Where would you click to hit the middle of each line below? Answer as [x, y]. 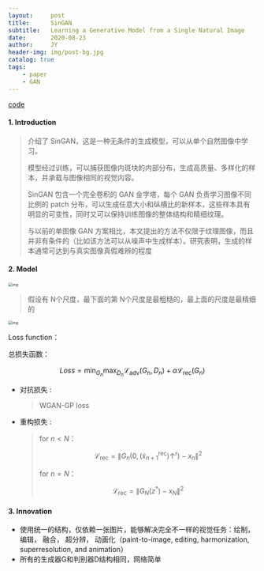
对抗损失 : [35, 390]
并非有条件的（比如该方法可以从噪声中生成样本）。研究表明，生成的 [136, 240]
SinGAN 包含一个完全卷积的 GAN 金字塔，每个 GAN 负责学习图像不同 [139, 194]
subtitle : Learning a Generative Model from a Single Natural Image [126, 30]
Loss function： [34, 337]
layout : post [37, 15]
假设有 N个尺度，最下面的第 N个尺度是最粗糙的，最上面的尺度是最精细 [141, 299]
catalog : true [32, 60]
